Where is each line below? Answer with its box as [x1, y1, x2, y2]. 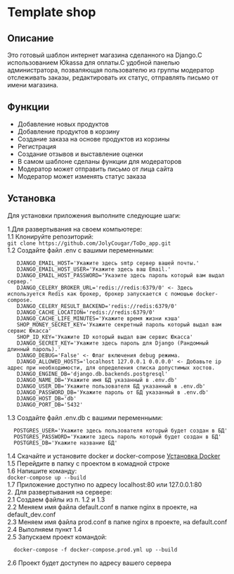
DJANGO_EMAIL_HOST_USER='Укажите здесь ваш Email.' [16, 265, 171, 273]
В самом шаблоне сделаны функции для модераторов [17, 157, 182, 165]
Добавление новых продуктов [17, 120, 109, 128]
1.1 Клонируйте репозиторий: [7, 232, 93, 241]
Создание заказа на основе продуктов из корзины [17, 134, 170, 143]
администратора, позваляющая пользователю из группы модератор [7, 66, 214, 74]
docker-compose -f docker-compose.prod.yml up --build [13, 546, 178, 553]
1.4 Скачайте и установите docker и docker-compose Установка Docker [7, 452, 221, 460]
